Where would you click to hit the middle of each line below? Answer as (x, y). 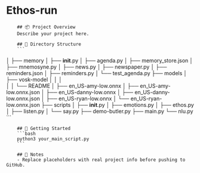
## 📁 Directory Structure (49, 44)
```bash (26, 134)
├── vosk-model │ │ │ (34, 79)
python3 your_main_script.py (53, 139)
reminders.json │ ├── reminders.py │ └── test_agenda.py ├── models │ (97, 73)
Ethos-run (32, 10)
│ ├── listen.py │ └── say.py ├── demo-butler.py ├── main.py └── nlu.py (100, 111)
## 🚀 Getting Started (44, 128)
